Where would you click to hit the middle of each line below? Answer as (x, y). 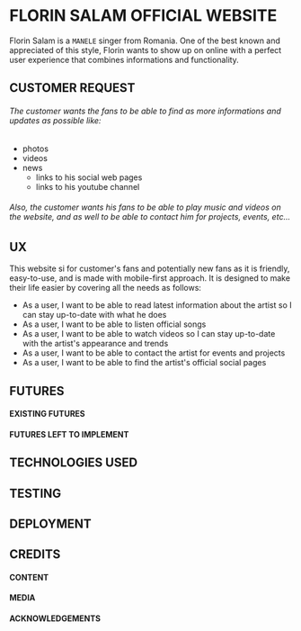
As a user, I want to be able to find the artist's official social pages (144, 363)
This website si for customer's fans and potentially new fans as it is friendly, (150, 269)
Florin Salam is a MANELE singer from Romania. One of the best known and (145, 41)
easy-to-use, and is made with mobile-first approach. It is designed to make (150, 278)
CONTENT (29, 577)
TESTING (35, 493)
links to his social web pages (89, 177)
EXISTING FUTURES (47, 414)
